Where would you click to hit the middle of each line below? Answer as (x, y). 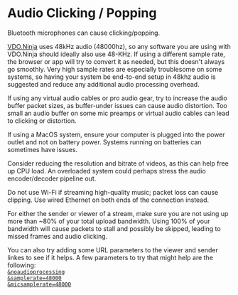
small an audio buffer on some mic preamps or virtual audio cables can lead (118, 113)
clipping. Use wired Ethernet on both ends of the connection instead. (108, 200)
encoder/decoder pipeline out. (52, 178)
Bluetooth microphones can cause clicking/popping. (84, 33)
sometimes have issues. (43, 149)
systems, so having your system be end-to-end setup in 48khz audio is (112, 77)
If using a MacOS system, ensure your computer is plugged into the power (116, 134)
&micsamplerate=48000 (39, 284)
